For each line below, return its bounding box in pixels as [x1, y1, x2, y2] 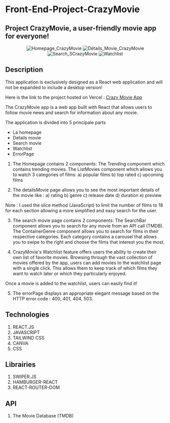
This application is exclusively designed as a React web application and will [5, 79, 163, 85]
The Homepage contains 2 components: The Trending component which [12, 160, 165, 166]
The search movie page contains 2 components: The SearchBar [12, 217, 146, 223]
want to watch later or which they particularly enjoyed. [12, 270, 127, 276]
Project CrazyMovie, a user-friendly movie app [5, 24, 156, 33]
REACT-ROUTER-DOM [12, 384, 60, 390]
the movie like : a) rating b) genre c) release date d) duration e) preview [12, 192, 162, 198]
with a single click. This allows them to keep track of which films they [12, 265, 157, 271]
